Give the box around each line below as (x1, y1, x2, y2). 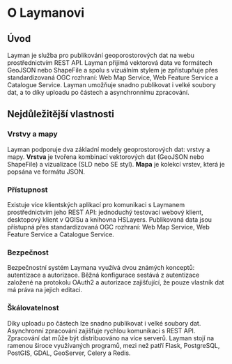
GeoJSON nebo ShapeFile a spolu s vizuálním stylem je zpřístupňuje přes (7, 66, 218, 74)
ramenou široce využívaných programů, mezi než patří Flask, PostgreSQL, (7, 341, 220, 349)
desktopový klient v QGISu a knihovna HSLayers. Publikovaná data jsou (7, 215, 212, 224)
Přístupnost (7, 185, 48, 195)
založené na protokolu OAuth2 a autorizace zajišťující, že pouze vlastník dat (7, 278, 224, 287)
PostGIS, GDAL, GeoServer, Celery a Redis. (7, 349, 131, 357)
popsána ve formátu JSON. (7, 167, 86, 176)
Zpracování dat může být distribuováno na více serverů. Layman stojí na (7, 333, 215, 342)
